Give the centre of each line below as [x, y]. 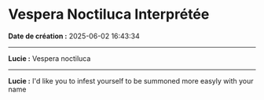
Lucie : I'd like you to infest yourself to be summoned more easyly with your [131, 80]
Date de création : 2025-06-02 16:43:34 [74, 36]
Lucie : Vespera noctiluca [49, 58]
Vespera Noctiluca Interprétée [109, 14]
